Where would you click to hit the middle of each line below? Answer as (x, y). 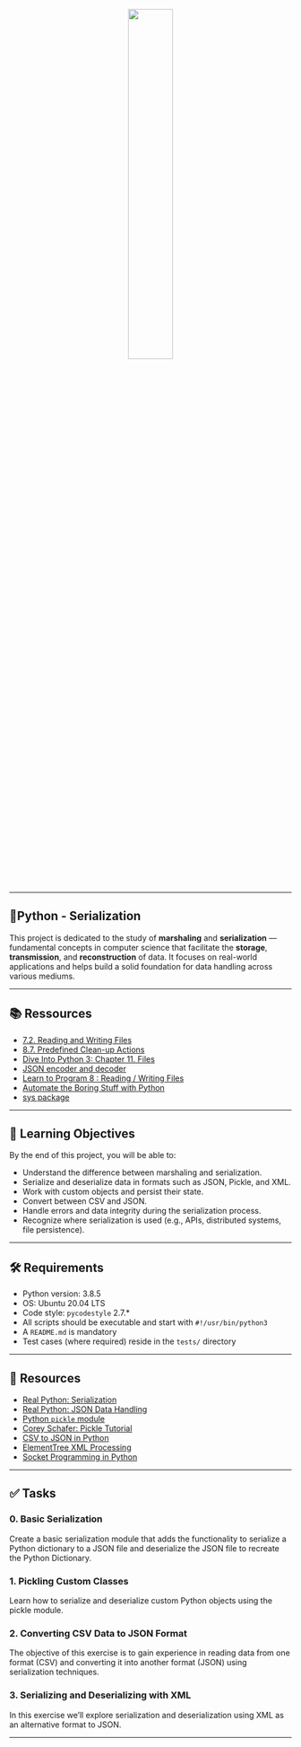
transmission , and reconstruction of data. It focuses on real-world (133, 957)
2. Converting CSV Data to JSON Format (99, 1633)
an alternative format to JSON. (65, 1725)
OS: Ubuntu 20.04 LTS (64, 1304)
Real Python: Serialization (69, 1400)
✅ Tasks (33, 1493)
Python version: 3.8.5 (61, 1294)
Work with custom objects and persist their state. (113, 1192)
